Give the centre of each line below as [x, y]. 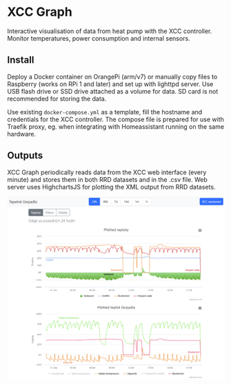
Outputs [25, 156]
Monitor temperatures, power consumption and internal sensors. [99, 38]
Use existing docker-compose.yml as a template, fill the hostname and [105, 112]
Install [21, 60]
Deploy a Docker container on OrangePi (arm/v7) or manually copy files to [112, 76]
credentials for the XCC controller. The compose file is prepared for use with [115, 119]
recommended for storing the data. [57, 98]
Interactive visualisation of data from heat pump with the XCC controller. [110, 31]
